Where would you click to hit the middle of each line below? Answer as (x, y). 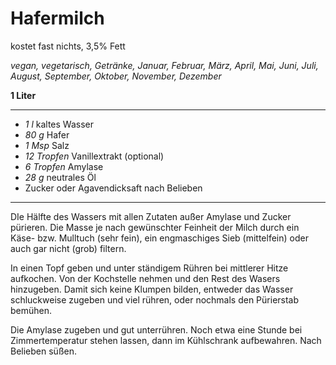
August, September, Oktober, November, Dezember (116, 76)
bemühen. (31, 310)
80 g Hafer (47, 134)
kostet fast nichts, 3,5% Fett (68, 46)
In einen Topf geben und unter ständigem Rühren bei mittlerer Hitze (149, 268)
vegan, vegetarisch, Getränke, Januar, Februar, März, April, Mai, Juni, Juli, (164, 65)
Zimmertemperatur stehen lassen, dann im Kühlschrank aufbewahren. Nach (166, 340)
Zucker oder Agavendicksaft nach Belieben (113, 188)
